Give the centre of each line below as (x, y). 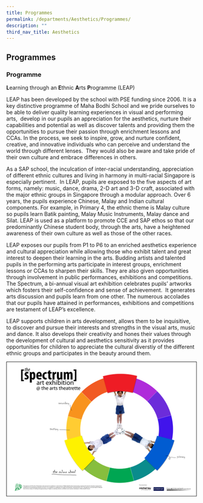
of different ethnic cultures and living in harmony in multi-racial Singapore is (101, 175)
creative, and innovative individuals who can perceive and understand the (98, 144)
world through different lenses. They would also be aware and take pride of (101, 151)
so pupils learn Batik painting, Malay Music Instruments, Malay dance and (98, 214)
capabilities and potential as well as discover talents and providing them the (101, 125)
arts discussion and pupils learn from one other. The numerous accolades (98, 296)
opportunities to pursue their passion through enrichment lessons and (93, 131)
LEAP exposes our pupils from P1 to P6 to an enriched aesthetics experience (101, 245)
